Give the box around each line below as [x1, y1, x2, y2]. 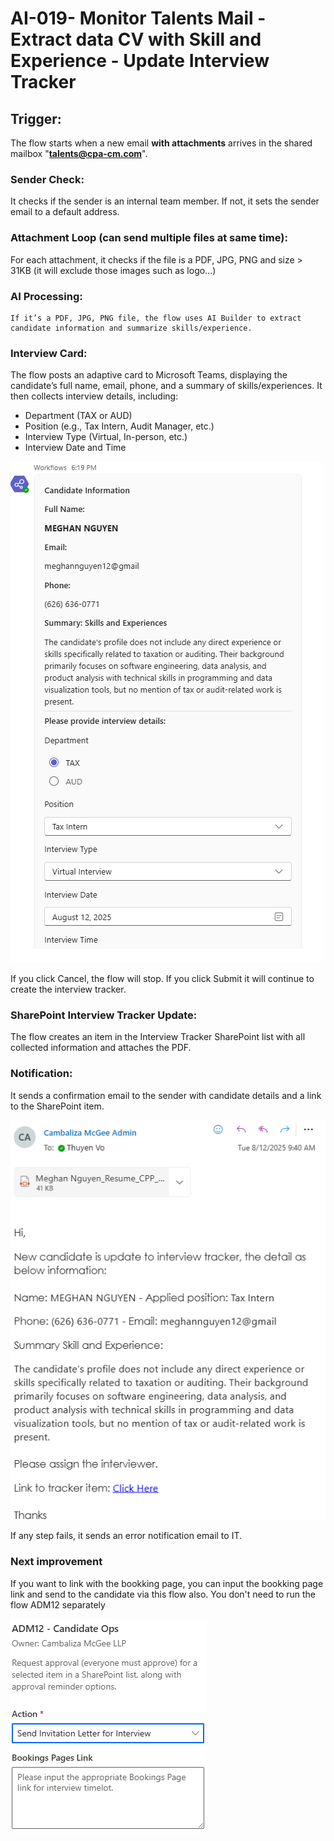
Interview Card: [10, 346, 88, 360]
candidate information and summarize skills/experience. [10, 323, 253, 333]
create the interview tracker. [10, 983, 127, 996]
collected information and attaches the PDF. [10, 1042, 192, 1054]
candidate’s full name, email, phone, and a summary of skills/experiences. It [10, 380, 323, 392]
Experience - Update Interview [10, 50, 270, 72]
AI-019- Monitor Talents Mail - [10, 7, 267, 30]
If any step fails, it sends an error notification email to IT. [10, 1530, 242, 1542]
